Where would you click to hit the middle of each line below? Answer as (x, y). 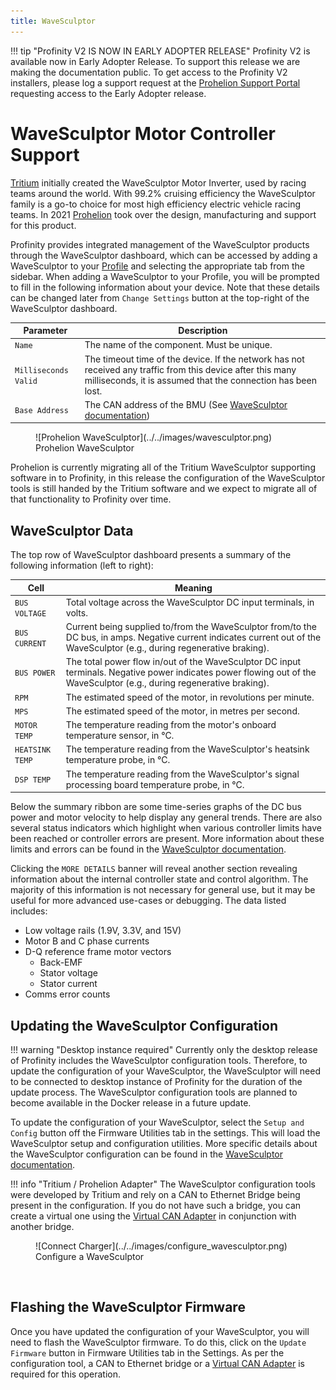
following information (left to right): (82, 566)
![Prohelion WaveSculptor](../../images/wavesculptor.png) (154, 437)
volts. (76, 612)
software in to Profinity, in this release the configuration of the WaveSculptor (168, 478)
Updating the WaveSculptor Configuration (144, 1025)
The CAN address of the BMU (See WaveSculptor (186, 404)
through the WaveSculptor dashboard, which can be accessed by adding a (164, 255)
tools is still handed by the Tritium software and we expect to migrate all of (164, 489)
